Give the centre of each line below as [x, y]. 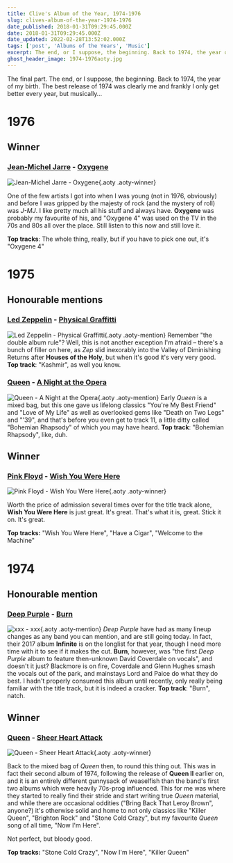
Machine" [21, 541]
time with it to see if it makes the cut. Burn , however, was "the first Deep [111, 651]
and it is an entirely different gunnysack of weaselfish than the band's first [113, 781]
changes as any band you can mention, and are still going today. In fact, [110, 637]
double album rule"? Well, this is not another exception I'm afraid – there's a [115, 342]
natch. [16, 696]
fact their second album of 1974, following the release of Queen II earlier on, [116, 774]
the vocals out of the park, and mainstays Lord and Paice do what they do [113, 674]
